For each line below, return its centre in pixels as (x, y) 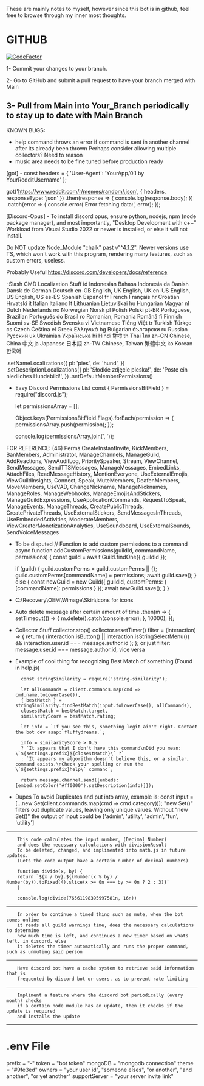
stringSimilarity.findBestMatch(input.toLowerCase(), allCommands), (104, 705)
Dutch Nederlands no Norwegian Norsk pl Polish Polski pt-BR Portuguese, (99, 309)
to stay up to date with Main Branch (75, 115)
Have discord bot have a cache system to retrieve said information (106, 968)
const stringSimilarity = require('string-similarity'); (94, 679)
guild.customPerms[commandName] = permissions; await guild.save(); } (106, 575)
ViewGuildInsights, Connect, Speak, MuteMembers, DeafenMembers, (93, 480)
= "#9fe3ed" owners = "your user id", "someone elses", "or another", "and (99, 1070)
